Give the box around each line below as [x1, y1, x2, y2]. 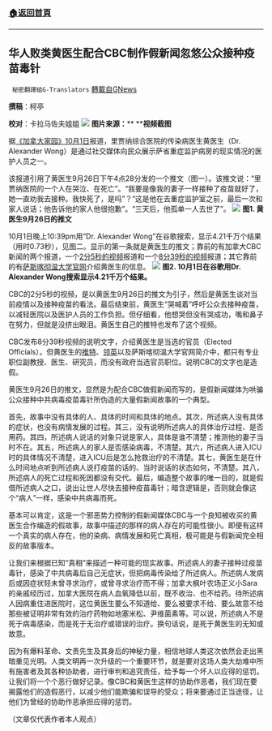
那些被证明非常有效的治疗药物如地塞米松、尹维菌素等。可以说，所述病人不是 [8, 608, 264, 618]
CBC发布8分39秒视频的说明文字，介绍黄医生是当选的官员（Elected [8, 337, 232, 346]
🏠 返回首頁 [8, 6, 52, 18]
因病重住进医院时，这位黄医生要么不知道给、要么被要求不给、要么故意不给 [15, 599, 264, 608]
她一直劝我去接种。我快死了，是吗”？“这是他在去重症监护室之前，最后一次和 [8, 194, 263, 204]
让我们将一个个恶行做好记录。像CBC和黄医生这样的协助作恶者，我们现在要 [8, 677, 257, 686]
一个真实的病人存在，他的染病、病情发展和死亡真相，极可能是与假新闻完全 [8, 531, 257, 540]
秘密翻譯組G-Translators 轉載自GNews [11, 84, 138, 94]
